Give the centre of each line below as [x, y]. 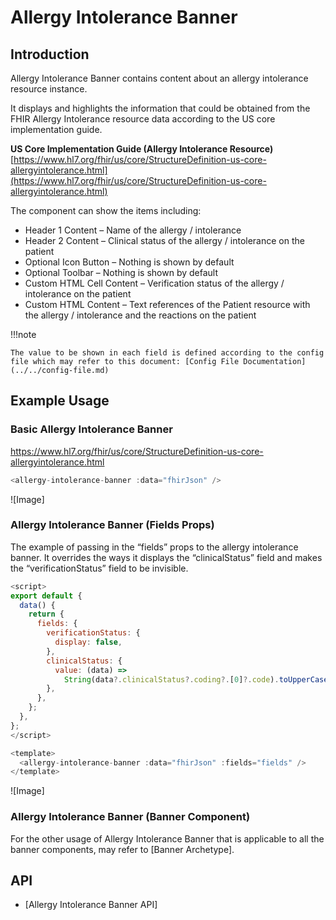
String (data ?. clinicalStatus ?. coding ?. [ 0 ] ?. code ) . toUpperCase [196, 679]
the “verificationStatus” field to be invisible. [99, 568]
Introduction [50, 54]
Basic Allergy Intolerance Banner [91, 429]
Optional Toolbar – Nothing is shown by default [121, 272]
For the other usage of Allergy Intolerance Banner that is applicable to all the [167, 838]
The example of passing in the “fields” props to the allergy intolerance [154, 547]
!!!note [23, 334]
